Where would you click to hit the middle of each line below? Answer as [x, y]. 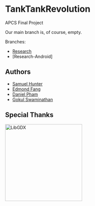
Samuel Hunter [27, 84]
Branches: [16, 42]
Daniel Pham [25, 94]
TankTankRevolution [48, 9]
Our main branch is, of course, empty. [44, 32]
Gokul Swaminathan [32, 99]
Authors [18, 72]
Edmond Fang [26, 89]
